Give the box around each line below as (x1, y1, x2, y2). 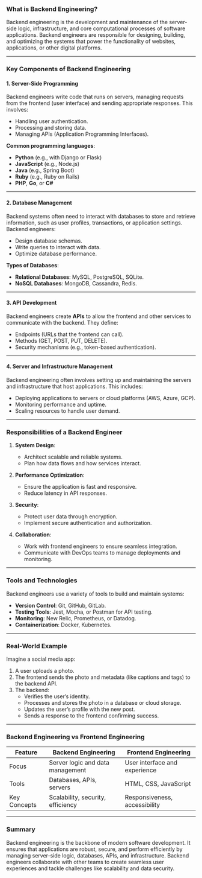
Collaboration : (14, 531, 52, 538)
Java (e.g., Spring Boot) (14, 167, 75, 174)
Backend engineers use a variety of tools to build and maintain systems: (6, 590, 185, 597)
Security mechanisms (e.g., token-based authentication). (14, 343, 156, 351)
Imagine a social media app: (6, 655, 76, 663)
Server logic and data (49, 759, 110, 767)
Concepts (9, 801, 37, 809)
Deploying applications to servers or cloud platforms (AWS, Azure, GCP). (14, 395, 195, 402)
